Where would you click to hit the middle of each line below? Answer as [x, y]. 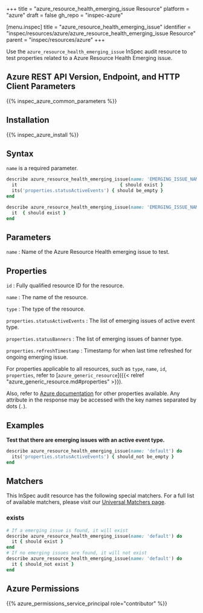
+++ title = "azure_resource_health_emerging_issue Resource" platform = [98, 9]
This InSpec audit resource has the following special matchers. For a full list [100, 495]
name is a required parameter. [42, 168]
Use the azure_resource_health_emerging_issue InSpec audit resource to [97, 51]
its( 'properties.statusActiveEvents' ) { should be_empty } [88, 191]
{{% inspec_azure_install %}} [43, 134]
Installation [28, 120]
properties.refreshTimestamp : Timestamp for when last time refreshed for [99, 351]
